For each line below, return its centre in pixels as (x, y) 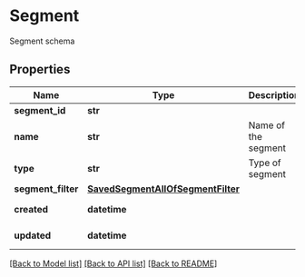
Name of (267, 125)
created (31, 209)
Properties (40, 69)
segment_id (40, 110)
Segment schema (42, 41)
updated (33, 235)
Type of (265, 163)
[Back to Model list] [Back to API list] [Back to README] (113, 263)
